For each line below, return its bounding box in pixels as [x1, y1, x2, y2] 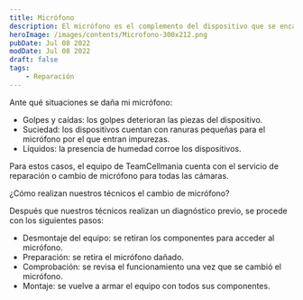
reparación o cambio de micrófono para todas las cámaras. [9, 170, 229, 181]
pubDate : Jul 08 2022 [9, 38, 91, 48]
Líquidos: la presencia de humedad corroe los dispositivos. [22, 143, 242, 154]
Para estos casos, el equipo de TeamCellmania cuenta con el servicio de [9, 160, 280, 172]
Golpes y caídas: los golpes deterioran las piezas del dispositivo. [22, 114, 263, 125]
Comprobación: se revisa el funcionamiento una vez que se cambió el [22, 261, 282, 272]
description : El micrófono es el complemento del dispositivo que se [9, 22, 277, 31]
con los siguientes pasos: [9, 214, 104, 226]
